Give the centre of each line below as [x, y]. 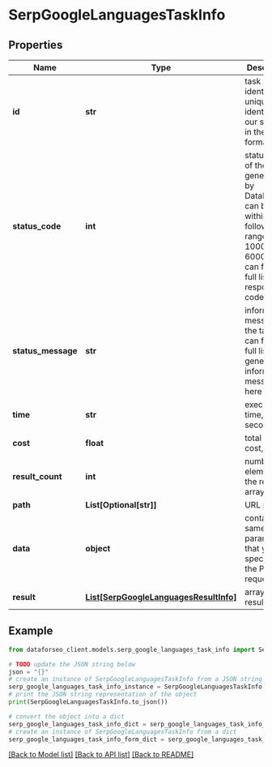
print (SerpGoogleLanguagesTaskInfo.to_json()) [88, 702]
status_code [37, 226]
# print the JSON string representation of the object [103, 695]
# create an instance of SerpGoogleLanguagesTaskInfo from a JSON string [136, 679]
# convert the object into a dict [67, 716]
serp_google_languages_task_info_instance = [85, 687]
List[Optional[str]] [121, 505]
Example [31, 631]
